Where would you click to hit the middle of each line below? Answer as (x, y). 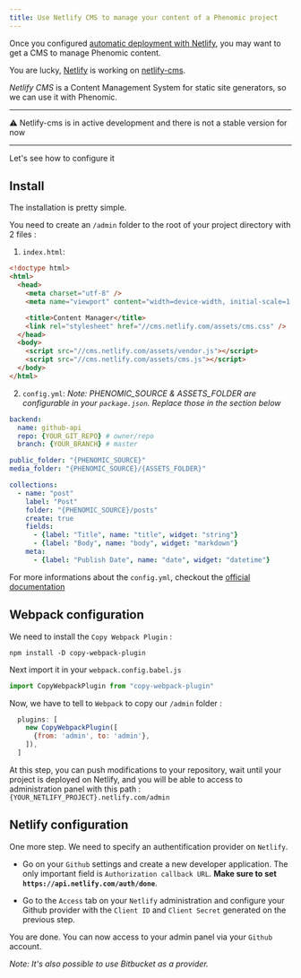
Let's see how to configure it (62, 158)
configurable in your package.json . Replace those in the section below (151, 402)
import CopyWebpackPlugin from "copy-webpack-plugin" (112, 686)
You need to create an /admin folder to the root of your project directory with (150, 225)
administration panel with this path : (75, 789)
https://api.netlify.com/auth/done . (90, 883)
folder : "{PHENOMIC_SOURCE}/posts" (92, 510)
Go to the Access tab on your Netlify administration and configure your (153, 900)
